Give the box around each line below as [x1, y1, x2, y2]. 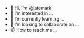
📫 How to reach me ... [10, 27, 58, 33]
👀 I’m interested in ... [10, 10, 53, 16]
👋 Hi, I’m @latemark [10, 5, 52, 11]
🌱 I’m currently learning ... [10, 16, 65, 22]
